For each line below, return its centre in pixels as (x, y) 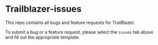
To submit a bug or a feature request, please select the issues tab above (79, 32)
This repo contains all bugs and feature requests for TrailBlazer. (70, 22)
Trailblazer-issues (43, 9)
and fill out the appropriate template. (42, 37)
